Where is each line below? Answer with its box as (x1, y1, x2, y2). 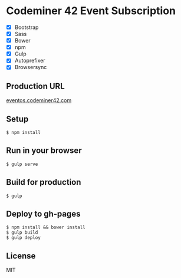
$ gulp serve (6, 161, 38, 167)
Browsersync (14, 64, 47, 71)
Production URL (6, 81, 65, 91)
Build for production (6, 177, 81, 187)
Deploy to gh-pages (6, 209, 81, 219)
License (6, 251, 36, 261)
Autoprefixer (14, 57, 45, 64)
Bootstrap (14, 24, 39, 31)
